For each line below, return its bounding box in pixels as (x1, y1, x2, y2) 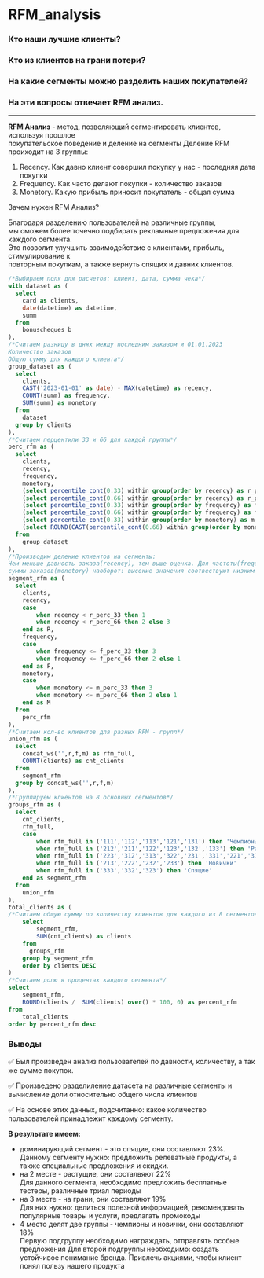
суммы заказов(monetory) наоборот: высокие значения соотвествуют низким (8, 567, 255, 575)
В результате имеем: (8, 1129, 81, 1138)
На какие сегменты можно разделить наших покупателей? (8, 75, 249, 86)
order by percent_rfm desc (8, 1020, 97, 1028)
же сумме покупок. (8, 1065, 74, 1074)
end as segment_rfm (22, 874, 86, 882)
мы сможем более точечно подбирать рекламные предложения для (8, 226, 240, 236)
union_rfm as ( (8, 735, 58, 744)
